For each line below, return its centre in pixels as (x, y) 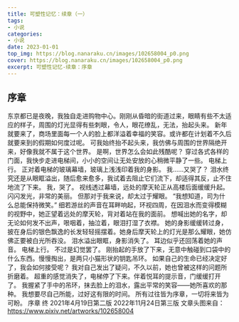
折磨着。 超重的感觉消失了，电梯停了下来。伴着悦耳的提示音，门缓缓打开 (114, 276)
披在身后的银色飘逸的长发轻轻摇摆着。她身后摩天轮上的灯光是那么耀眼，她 (116, 232)
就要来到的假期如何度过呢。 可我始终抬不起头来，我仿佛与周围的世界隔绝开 (117, 142)
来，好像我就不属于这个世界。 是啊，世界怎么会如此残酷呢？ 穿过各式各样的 (118, 152)
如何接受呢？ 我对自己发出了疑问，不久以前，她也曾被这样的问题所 (129, 267)
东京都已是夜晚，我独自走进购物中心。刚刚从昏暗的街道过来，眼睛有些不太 (116, 116)
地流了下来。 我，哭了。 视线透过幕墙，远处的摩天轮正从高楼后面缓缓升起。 (118, 187)
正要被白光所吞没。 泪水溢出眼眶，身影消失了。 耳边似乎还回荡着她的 (115, 241)
